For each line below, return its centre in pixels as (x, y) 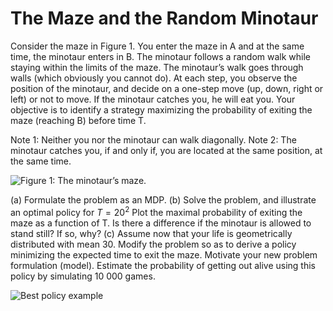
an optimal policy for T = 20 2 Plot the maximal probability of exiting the (156, 211)
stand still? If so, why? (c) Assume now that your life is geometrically (151, 233)
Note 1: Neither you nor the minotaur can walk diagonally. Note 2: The (153, 139)
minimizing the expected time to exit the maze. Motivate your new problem (164, 254)
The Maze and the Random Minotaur (164, 18)
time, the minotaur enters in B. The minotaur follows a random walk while (160, 56)
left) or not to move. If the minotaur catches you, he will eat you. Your (153, 99)
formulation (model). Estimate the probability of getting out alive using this (163, 265)
